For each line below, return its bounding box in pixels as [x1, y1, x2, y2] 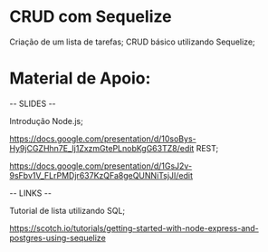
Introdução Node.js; [9, 115, 83, 126]
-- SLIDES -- [9, 98, 56, 109]
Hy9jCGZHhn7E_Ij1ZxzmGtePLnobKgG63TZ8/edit [9, 142, 195, 153]
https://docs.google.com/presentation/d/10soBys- [9, 133, 196, 144]
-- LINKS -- [9, 188, 53, 199]
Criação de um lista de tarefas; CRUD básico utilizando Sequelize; [9, 36, 255, 47]
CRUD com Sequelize [9, 6, 172, 27]
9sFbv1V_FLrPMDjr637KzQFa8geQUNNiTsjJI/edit [9, 170, 193, 180]
